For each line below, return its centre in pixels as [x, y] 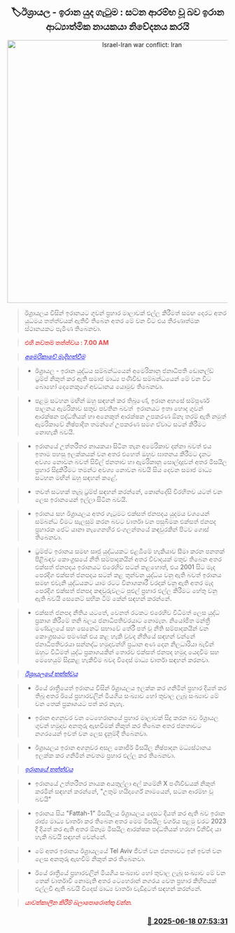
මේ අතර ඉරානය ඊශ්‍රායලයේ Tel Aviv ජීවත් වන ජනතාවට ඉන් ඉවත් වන [128, 850]
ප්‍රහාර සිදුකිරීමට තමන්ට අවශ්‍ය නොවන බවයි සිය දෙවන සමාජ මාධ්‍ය [123, 470]
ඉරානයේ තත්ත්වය [49, 769]
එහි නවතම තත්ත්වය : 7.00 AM [66, 342]
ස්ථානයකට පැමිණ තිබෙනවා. [63, 328]
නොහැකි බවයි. [55, 432]
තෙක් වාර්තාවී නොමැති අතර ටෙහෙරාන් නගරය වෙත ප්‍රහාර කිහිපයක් [126, 880]
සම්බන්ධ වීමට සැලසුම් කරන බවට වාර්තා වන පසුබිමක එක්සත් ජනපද [126, 521]
